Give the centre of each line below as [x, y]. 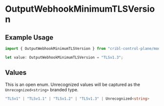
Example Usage [29, 37]
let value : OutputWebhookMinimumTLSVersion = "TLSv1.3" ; [64, 57]
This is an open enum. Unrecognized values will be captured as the [73, 85]
